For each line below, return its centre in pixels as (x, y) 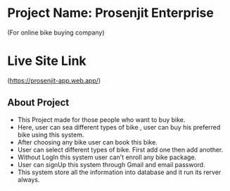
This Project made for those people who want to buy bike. (101, 119)
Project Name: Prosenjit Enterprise (111, 13)
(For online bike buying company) (56, 32)
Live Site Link (47, 61)
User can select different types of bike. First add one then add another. (120, 149)
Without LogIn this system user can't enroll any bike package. (107, 157)
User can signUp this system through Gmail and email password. (111, 164)
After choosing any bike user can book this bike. (88, 142)
